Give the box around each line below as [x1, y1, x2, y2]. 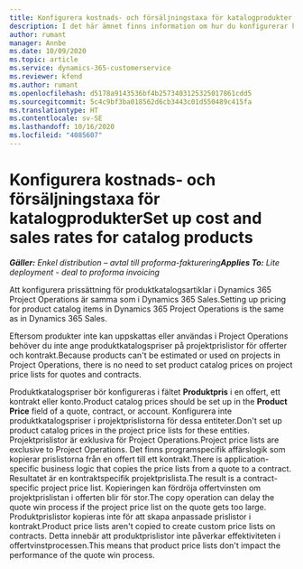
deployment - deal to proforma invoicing [9, 266, 161, 277]
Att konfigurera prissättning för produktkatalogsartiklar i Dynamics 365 [9, 284, 272, 294]
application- [224, 453, 270, 464]
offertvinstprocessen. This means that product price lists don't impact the [9, 539, 281, 551]
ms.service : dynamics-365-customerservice [9, 64, 171, 73]
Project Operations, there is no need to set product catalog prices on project [9, 359, 293, 370]
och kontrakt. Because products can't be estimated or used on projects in [9, 350, 281, 360]
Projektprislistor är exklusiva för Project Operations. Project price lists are [9, 434, 280, 445]
